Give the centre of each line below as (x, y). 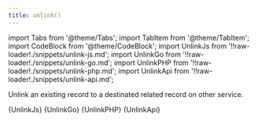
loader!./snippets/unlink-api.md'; (61, 79)
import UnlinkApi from (154, 70)
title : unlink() (35, 15)
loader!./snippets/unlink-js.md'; (59, 54)
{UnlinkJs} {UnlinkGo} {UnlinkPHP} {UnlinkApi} (85, 109)
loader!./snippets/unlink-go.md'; (60, 63)
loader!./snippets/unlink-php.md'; (62, 70)
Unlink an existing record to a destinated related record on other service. (126, 94)
